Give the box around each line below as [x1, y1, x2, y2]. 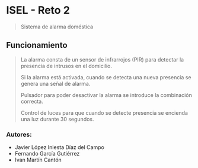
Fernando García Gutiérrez [14, 150, 80, 157]
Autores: [6, 130, 32, 138]
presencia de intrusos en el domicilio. [20, 62, 113, 69]
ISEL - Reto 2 [6, 4, 70, 17]
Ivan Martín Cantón [14, 156, 62, 163]
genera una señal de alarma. [20, 80, 91, 87]
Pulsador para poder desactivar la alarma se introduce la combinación [20, 91, 193, 98]
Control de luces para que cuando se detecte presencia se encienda [20, 109, 189, 116]
